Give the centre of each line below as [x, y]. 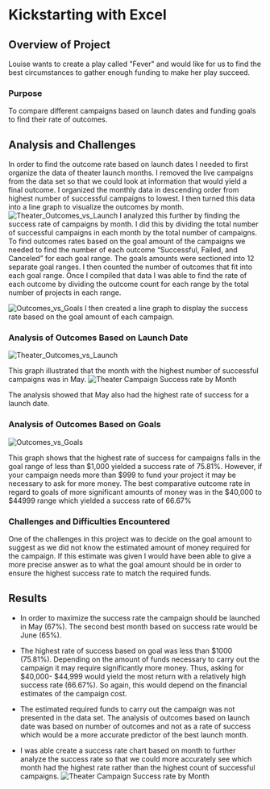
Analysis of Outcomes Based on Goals [85, 425]
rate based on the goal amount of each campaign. [91, 317]
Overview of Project [60, 45]
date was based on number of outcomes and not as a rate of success [135, 726]
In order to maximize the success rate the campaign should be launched [140, 617]
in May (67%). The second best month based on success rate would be [139, 626]
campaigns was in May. [48, 380]
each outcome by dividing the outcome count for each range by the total [129, 284]
